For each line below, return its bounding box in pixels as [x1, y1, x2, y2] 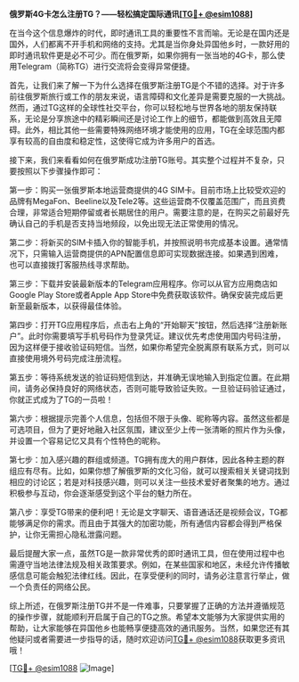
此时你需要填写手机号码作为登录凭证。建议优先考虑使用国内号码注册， [28, 331, 287, 341]
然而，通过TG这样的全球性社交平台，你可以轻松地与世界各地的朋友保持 [9, 103, 270, 112]
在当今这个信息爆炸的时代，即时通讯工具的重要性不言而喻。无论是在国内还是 [9, 28, 290, 38]
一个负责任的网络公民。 [9, 581, 95, 592]
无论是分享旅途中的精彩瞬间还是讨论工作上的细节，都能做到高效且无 [24, 113, 274, 124]
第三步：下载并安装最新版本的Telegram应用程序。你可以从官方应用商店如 [9, 278, 278, 289]
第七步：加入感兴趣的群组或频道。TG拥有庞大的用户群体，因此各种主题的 [9, 455, 278, 464]
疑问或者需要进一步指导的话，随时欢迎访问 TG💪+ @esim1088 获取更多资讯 [16, 634, 286, 645]
